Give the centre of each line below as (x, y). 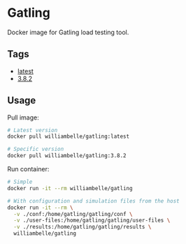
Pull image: (23, 117)
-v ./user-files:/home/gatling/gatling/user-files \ (92, 221)
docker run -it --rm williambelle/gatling (70, 188)
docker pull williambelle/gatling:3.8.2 (67, 156)
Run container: (28, 169)
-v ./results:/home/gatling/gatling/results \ (83, 227)
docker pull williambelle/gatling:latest (69, 137)
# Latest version (33, 130)
